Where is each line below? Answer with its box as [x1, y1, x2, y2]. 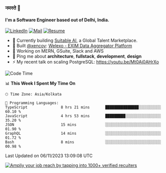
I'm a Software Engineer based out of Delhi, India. [5, 17, 109, 23]
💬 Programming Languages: [5, 100, 59, 106]
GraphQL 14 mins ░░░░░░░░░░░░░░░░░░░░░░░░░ [5, 131, 162, 136]
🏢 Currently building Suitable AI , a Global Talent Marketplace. [12, 37, 138, 44]
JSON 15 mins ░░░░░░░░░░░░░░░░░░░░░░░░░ [5, 122, 162, 127]
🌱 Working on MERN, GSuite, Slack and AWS [12, 48, 104, 54]
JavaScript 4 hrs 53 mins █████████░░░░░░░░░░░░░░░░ [5, 114, 162, 119]
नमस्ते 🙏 [5, 4, 21, 11]
